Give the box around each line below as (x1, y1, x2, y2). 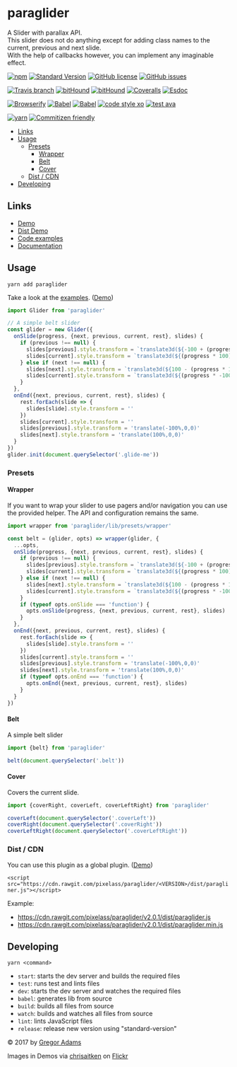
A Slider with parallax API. (7, 28, 83, 37)
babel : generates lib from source (17, 994, 113, 1003)
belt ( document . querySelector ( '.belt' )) (7, 757, 125, 764)
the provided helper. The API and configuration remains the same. (7, 508, 199, 517)
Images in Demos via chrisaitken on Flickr (7, 1052, 128, 1061)
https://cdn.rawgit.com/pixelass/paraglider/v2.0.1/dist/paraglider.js (17, 913, 212, 921)
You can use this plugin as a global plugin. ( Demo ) (7, 860, 153, 869)
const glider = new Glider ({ (7, 326, 93, 333)
